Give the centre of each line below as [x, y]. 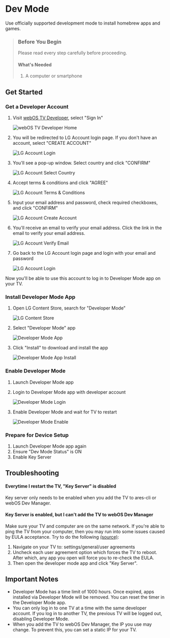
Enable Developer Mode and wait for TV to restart [65, 412]
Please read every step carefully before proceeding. [72, 53]
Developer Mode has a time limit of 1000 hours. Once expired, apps [83, 591]
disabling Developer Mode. [41, 619]
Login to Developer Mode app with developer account [69, 392]
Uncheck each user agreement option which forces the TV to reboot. [85, 552]
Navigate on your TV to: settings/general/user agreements [74, 547]
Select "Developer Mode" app [44, 328]
